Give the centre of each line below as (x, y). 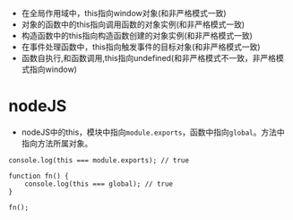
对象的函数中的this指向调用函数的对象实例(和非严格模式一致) (133, 24)
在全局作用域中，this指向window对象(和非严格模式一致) (124, 13)
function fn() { (39, 176)
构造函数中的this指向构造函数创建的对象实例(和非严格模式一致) (137, 35)
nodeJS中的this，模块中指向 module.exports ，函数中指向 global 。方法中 (153, 132)
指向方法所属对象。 (57, 143)
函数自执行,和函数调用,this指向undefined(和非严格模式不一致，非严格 (149, 58)
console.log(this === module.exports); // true (99, 160)
